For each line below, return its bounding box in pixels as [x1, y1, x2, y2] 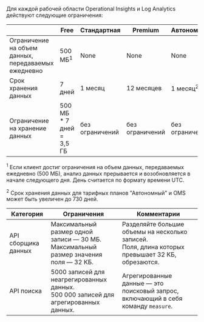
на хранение [9, 124, 47, 132]
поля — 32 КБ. [50, 258, 94, 266]
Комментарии [136, 210, 180, 218]
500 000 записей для [50, 290, 114, 299]
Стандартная [80, 26, 121, 34]
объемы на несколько [121, 227, 188, 236]
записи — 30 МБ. [50, 235, 102, 244]
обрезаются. [121, 258, 160, 266]
